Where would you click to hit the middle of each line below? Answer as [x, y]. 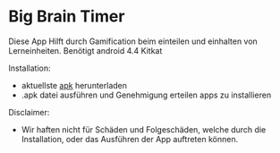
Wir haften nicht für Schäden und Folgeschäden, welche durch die [144, 129]
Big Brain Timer [67, 17]
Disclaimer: [29, 112]
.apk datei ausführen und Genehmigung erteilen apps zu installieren [146, 95]
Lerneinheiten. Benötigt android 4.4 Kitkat [85, 50]
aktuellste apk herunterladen [74, 85]
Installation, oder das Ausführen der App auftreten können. [130, 139]
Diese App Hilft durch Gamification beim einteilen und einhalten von [133, 41]
